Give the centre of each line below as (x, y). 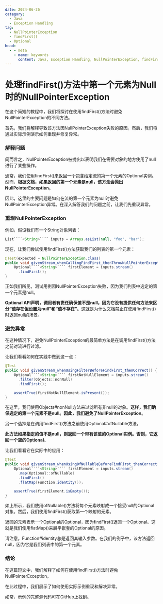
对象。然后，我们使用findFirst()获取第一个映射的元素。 (59, 511)
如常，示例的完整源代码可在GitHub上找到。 (48, 597)
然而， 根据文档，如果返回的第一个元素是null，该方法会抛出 (64, 182)
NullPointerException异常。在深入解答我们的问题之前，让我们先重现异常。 (79, 205)
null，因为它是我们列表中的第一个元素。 (45, 545)
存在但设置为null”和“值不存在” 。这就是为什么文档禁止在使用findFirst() (86, 309)
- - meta (18, 50)
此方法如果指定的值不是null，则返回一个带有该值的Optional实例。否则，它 (79, 434)
